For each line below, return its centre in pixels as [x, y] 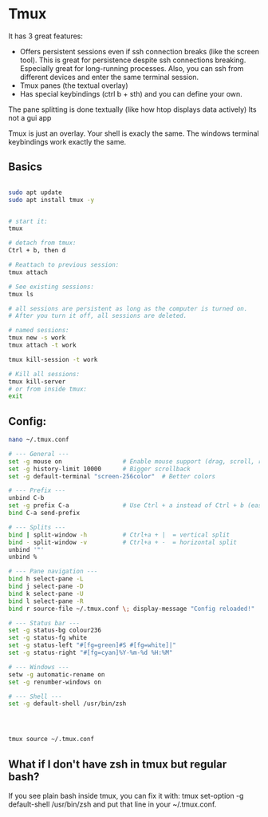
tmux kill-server [37, 381]
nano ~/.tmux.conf [39, 440]
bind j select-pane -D [46, 587]
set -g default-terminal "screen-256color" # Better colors [112, 476]
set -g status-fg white [48, 638]
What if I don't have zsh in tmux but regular [118, 764]
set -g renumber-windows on [55, 682]
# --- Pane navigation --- [53, 572]
